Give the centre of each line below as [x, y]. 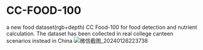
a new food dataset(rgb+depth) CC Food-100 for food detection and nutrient [102, 27]
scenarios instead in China [39, 40]
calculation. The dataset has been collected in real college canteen [90, 33]
